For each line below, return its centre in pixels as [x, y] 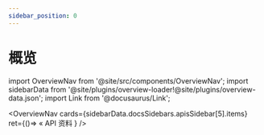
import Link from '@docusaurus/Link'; [107, 98]
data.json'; [26, 98]
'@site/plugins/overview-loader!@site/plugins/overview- [162, 89]
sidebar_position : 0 [43, 16]
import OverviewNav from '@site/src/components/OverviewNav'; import [128, 80]
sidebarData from [37, 89]
